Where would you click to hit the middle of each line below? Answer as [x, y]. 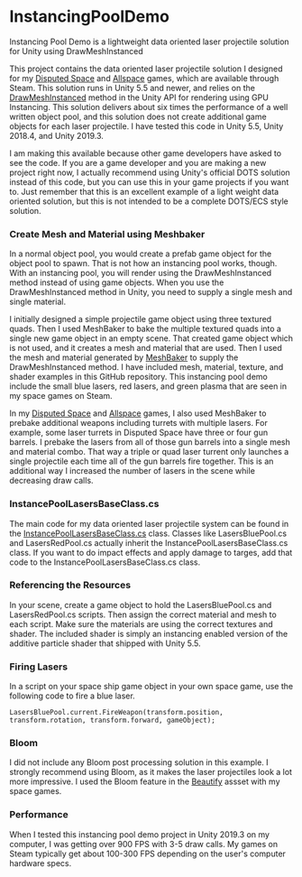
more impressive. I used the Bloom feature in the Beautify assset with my [145, 781]
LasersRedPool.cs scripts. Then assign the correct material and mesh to [143, 614]
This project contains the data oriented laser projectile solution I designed [146, 69]
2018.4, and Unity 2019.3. [56, 135]
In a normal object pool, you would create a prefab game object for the [141, 254]
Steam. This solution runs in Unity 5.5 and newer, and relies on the [132, 88]
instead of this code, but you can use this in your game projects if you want [149, 181]
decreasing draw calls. [51, 481]
